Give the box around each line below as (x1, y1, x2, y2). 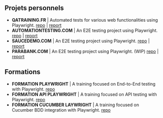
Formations (4, 68, 40, 76)
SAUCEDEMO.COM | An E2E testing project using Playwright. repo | (11, 38, 150, 44)
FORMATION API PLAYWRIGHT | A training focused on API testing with (11, 91, 157, 97)
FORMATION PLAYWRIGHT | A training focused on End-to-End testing (11, 81, 156, 87)
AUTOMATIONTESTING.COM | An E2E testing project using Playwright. (11, 27, 158, 33)
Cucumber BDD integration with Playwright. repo (11, 107, 111, 113)
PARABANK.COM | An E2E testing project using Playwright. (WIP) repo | (11, 48, 159, 54)
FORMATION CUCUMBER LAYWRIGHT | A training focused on (11, 102, 139, 108)
